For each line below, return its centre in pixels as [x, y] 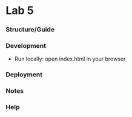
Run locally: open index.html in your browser [70, 59]
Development [26, 46]
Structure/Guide [30, 30]
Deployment [24, 75]
